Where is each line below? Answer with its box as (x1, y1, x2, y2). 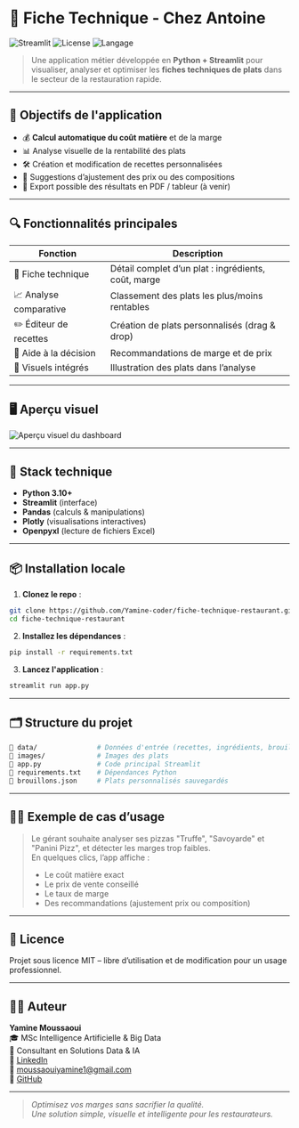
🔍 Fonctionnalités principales (9, 216, 178, 231)
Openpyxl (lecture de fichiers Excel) (21, 525, 156, 537)
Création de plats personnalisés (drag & (109, 320, 276, 332)
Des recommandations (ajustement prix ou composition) (44, 897, 251, 908)
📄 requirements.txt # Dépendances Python (9, 767, 177, 777)
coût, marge (109, 273, 161, 286)
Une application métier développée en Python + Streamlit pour (30, 54, 263, 65)
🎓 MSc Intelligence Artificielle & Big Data (9, 1033, 162, 1043)
